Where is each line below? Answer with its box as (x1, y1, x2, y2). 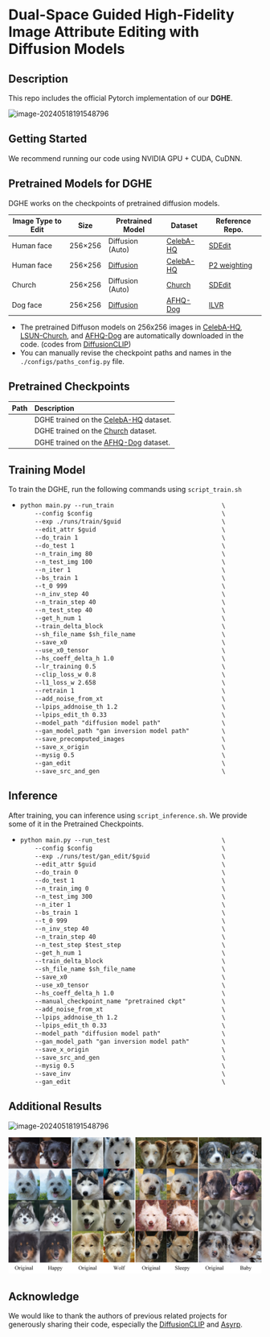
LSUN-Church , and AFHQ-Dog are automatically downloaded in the (19, 330, 244, 340)
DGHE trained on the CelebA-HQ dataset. (34, 415, 172, 424)
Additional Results (8, 1099, 102, 1113)
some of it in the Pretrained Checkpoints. (8, 819, 145, 829)
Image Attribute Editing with (8, 23, 199, 41)
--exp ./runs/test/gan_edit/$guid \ (35, 852, 226, 860)
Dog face (11, 300, 43, 309)
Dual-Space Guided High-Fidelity (8, 6, 235, 24)
